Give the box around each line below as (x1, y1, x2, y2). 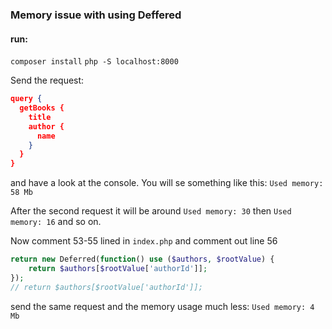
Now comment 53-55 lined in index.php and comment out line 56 (10, 235, 278, 247)
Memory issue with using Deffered (10, 8, 182, 22)
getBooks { (19, 103, 65, 113)
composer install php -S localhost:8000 (10, 57, 179, 67)
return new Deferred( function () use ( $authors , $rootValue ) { (10, 254, 275, 265)
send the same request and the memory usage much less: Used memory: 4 (10, 300, 315, 312)
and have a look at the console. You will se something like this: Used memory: (10, 177, 324, 189)
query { (10, 94, 43, 104)
